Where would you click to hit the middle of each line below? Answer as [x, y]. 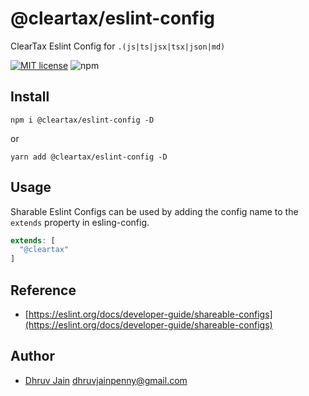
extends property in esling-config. [80, 222]
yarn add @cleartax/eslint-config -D [89, 157]
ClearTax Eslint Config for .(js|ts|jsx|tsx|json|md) [118, 46]
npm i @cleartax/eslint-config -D [82, 120]
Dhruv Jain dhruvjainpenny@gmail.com [106, 380]
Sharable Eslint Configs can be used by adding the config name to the [154, 211]
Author [32, 356]
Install [30, 97]
